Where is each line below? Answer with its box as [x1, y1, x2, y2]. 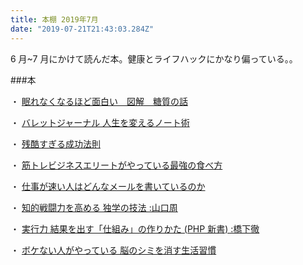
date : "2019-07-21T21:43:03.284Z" [10, 24, 155, 34]
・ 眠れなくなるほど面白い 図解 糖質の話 [10, 95, 188, 107]
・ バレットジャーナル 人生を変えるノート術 [10, 116, 190, 128]
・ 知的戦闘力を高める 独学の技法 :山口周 [10, 201, 178, 213]
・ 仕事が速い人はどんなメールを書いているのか [10, 180, 206, 192]
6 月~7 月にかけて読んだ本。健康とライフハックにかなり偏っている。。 [10, 52, 298, 65]
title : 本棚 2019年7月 [10, 14, 99, 25]
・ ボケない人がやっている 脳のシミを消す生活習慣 [10, 244, 217, 256]
